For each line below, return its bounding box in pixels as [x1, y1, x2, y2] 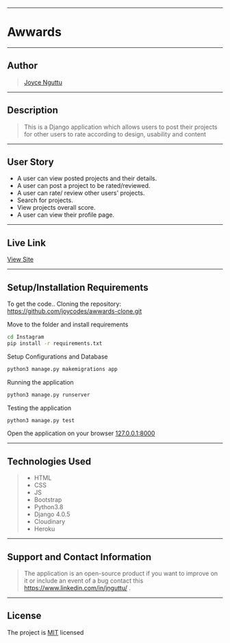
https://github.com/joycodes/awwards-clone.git [7, 307, 142, 315]
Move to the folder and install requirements [7, 320, 129, 328]
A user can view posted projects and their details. [16, 174, 157, 182]
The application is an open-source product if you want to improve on [23, 570, 218, 577]
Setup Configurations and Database [7, 352, 108, 361]
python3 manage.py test [7, 417, 75, 424]
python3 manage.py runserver [7, 391, 90, 398]
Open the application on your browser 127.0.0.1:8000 [7, 429, 155, 437]
